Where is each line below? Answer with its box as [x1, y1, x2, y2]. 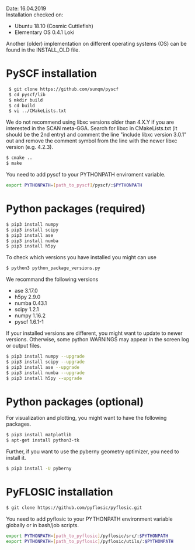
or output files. [6, 342, 41, 349]
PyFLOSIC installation [6, 486, 113, 499]
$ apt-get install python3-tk [6, 437, 80, 443]
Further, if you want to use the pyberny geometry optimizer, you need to [6, 448, 179, 455]
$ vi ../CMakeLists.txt [8, 108, 67, 114]
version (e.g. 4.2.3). [6, 144, 54, 151]
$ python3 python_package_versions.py [6, 265, 100, 271]
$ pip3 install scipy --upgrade [6, 359, 85, 365]
